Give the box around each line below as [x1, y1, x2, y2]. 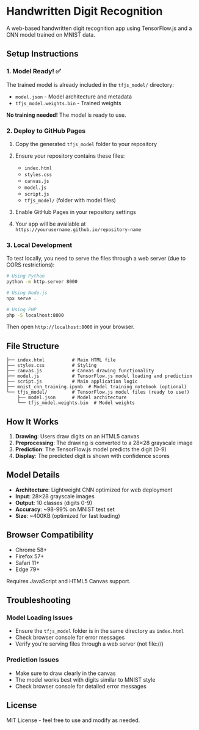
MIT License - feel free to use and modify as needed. [6, 717, 140, 724]
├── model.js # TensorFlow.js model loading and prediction [6, 373, 192, 380]
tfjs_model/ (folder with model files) [24, 196, 116, 204]
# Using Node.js [6, 289, 48, 296]
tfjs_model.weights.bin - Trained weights [15, 99, 121, 106]
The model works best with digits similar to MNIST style [15, 676, 156, 683]
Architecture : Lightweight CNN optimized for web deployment [15, 486, 173, 493]
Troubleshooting [6, 595, 71, 606]
